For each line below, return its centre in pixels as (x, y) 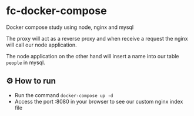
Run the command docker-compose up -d (64, 95)
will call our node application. (41, 45)
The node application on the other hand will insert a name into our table (93, 56)
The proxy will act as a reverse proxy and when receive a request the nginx (97, 38)
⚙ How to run (31, 81)
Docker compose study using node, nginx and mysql (70, 27)
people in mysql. (26, 62)
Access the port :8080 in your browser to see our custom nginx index (99, 101)
